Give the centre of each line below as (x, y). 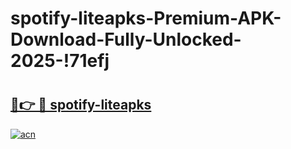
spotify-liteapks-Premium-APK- (146, 18)
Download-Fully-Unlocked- (126, 39)
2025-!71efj (60, 61)
